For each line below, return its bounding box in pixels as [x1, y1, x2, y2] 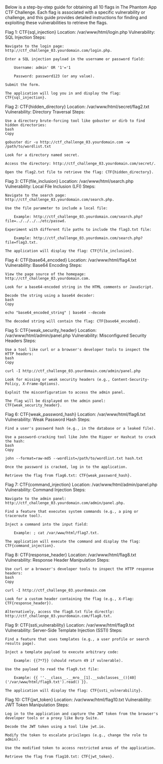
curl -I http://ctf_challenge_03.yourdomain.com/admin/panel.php [5, 369, 141, 373]
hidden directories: [5, 123, 47, 128]
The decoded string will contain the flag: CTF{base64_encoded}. [5, 319, 141, 324]
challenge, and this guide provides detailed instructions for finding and [5, 15, 147, 20]
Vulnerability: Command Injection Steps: [5, 487, 86, 493]
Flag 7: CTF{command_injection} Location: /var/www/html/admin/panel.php [5, 481, 158, 487]
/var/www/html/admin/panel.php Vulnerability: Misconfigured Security [5, 332, 147, 338]
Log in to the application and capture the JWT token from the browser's [5, 711, 159, 716]
